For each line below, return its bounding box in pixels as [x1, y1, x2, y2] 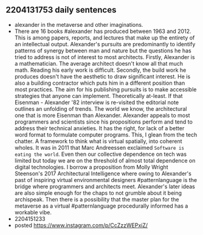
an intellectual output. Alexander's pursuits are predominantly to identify [14, 40, 196, 47]
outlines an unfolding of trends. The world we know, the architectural [14, 105, 187, 112]
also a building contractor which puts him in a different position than [14, 79, 185, 86]
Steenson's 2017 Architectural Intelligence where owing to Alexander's [14, 170, 192, 177]
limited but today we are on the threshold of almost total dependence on [14, 156, 196, 164]
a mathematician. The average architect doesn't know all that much [14, 60, 184, 67]
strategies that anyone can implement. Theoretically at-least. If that [14, 92, 183, 99]
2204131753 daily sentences [5, 5, 117, 15]
